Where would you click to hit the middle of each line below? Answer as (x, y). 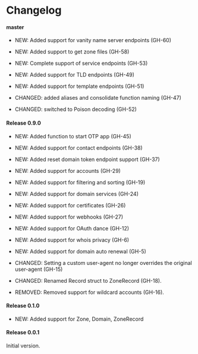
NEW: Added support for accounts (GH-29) (67, 170)
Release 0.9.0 (24, 123)
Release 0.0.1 (23, 333)
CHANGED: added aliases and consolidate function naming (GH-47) (98, 98)
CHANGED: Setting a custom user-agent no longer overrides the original (103, 263)
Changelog (34, 10)
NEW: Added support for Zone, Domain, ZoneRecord (79, 319)
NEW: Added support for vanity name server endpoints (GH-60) (93, 40)
